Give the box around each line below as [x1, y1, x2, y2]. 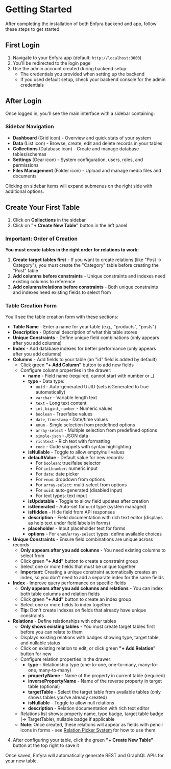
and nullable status [20, 640, 60, 646]
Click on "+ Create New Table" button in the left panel [12, 222, 128, 228]
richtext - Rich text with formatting [35, 438, 110, 444]
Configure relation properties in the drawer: [20, 656, 112, 662]
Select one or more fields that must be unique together [20, 563, 136, 570]
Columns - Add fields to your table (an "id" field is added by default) [12, 357, 157, 363]
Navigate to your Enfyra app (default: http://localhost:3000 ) [12, 54, 142, 61]
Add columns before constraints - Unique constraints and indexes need [12, 273, 166, 279]
